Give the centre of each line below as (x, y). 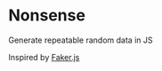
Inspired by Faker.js (44, 57)
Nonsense (47, 16)
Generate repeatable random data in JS (81, 40)
